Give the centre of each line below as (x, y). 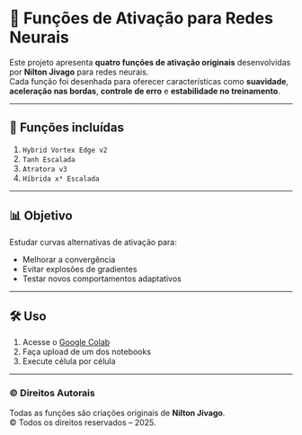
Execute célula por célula (69, 361)
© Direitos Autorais (53, 393)
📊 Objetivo (41, 216)
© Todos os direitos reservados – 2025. (83, 422)
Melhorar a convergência (69, 259)
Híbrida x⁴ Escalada (61, 179)
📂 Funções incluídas (67, 128)
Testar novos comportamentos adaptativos (102, 279)
